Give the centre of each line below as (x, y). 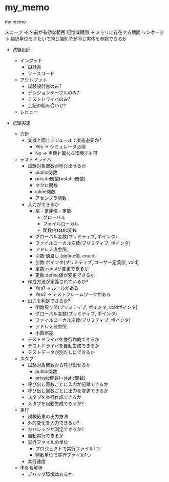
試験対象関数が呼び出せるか (57, 165)
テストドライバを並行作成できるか (63, 339)
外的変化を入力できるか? (54, 422)
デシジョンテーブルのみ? (53, 92)
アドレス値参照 (51, 326)
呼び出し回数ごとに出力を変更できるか (68, 391)
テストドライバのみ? (49, 99)
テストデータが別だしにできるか (61, 352)
